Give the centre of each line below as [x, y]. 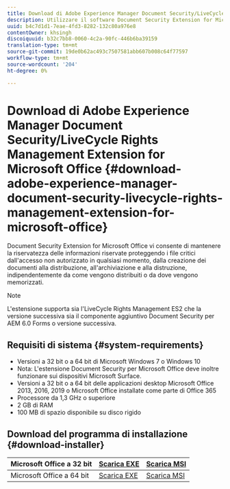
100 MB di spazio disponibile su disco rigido [79, 412]
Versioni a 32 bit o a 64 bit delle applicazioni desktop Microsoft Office [115, 384]
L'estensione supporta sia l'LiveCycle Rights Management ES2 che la [104, 309]
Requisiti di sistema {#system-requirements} [105, 345]
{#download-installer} [56, 445]
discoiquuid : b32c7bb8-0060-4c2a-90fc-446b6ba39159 [82, 39]
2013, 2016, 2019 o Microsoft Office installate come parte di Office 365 [117, 390]
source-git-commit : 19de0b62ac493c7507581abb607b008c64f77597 [98, 52]
